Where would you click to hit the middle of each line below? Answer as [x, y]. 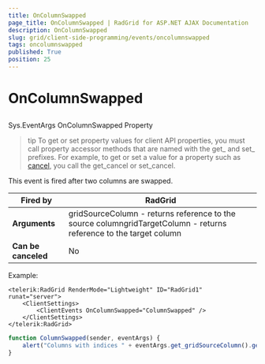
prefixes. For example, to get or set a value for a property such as [134, 158]
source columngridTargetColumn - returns [147, 224]
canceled [30, 256]
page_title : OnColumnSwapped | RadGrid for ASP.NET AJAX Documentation [128, 23]
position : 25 [30, 60]
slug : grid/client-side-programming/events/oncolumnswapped [109, 37]
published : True [35, 52]
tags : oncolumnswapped [45, 45]
